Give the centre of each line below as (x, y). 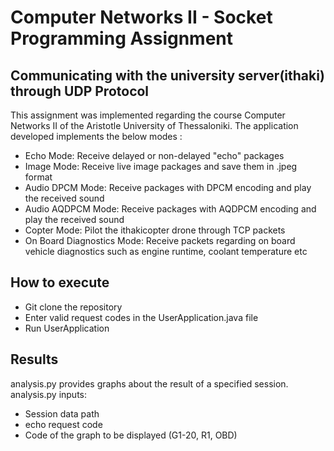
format (38, 177)
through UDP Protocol (80, 91)
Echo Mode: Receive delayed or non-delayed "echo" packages (154, 155)
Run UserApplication (67, 328)
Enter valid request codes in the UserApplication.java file (141, 317)
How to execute (60, 282)
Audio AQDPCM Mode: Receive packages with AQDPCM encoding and (170, 209)
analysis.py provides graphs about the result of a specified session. (149, 383)
